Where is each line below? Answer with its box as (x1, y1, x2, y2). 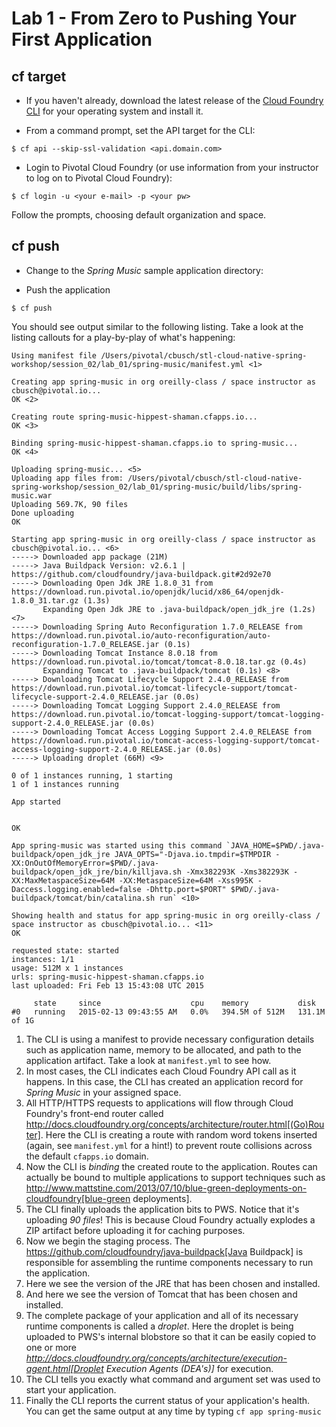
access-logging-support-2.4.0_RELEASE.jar (11, 744, 191, 754)
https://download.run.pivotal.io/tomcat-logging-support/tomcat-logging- (11, 709, 326, 719)
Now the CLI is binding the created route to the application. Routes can (25, 1160, 318, 1172)
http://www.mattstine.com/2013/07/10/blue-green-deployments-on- (25, 1182, 308, 1194)
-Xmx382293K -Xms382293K (185, 867, 289, 877)
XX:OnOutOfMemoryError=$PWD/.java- (11, 858, 160, 868)
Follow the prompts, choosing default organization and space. (11, 209, 267, 221)
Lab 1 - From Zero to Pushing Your (11, 7, 297, 30)
